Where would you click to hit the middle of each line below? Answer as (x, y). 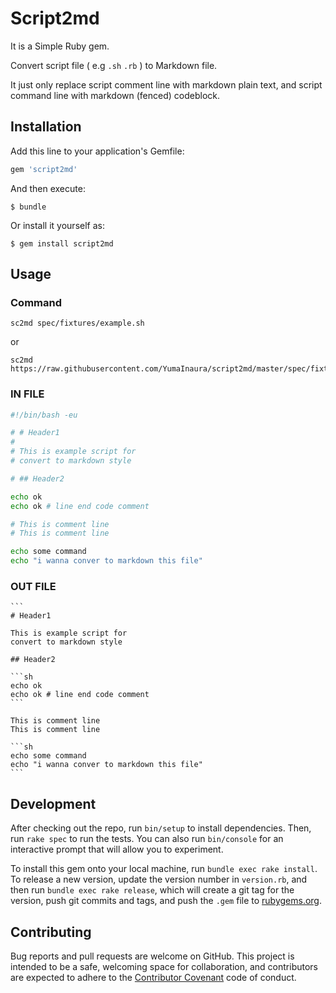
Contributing (51, 932)
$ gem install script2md (62, 243)
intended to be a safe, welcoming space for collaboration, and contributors (164, 967)
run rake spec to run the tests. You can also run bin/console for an (147, 839)
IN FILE (27, 394)
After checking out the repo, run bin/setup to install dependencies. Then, (161, 828)
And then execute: (48, 188)
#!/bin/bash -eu (44, 415)
